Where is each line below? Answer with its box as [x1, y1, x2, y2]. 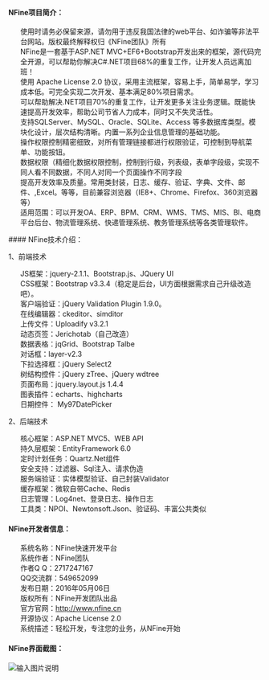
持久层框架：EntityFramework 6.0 [19, 444, 131, 453]
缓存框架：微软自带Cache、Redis [19, 484, 131, 494]
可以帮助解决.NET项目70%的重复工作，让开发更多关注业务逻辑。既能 [19, 97, 249, 107]
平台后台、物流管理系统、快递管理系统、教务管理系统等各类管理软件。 [19, 218, 253, 227]
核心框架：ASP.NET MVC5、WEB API [19, 434, 144, 444]
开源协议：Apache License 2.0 [19, 613, 122, 623]
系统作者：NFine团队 [19, 553, 90, 563]
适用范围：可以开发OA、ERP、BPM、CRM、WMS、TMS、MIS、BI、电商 [19, 207, 262, 217]
